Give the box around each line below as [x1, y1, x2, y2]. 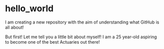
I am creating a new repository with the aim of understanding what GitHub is [5, 19, 160, 25]
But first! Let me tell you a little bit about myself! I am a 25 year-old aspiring [5, 34, 157, 40]
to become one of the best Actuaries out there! [5, 39, 100, 45]
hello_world [5, 3, 54, 14]
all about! [5, 24, 24, 30]
